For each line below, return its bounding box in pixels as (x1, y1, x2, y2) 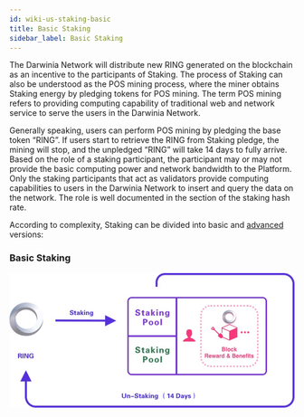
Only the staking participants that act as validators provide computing (9, 173, 270, 185)
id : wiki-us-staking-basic (9, 14, 111, 24)
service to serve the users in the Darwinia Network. (9, 108, 201, 118)
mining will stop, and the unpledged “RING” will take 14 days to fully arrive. (9, 145, 288, 156)
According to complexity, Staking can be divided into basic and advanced (9, 220, 284, 231)
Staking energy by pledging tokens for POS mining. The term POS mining (9, 89, 282, 100)
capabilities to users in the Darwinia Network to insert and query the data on (9, 183, 294, 194)
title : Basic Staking (9, 24, 91, 33)
